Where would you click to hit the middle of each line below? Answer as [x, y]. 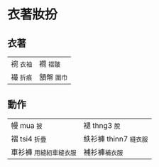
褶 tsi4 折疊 [29, 139]
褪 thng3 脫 [102, 125]
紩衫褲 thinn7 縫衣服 [116, 139]
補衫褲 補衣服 [103, 152]
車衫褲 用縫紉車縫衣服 [44, 152]
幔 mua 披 [27, 125]
